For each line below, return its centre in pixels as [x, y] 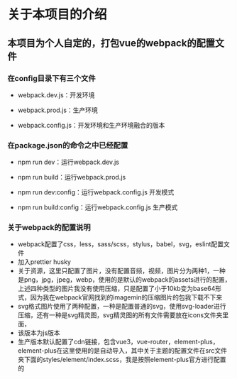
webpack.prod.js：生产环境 [57, 110]
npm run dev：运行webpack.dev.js [68, 162]
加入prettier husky [44, 262]
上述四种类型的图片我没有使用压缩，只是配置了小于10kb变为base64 [116, 289]
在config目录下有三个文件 [51, 78]
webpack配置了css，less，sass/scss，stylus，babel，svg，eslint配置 [121, 244]
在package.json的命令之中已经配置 [68, 145]
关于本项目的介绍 [57, 15]
